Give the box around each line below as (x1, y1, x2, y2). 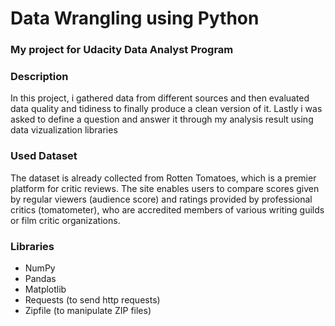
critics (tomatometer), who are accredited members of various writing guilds (10, 203, 325, 216)
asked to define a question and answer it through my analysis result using (10, 113, 314, 126)
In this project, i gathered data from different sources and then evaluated (10, 92, 310, 104)
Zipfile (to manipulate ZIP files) (24, 305, 152, 316)
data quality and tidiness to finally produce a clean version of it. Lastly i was (10, 103, 323, 115)
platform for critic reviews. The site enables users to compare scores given (10, 182, 320, 194)
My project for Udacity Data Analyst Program (10, 43, 234, 57)
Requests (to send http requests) (24, 294, 161, 306)
